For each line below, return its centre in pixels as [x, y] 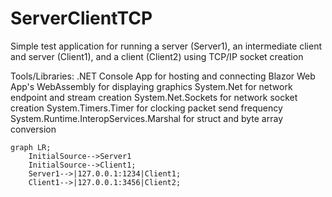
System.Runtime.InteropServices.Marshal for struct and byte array [146, 118]
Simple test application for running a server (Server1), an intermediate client [166, 46]
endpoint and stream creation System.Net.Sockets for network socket [154, 97]
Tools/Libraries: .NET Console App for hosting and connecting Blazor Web [163, 76]
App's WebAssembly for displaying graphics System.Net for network [151, 86]
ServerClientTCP [81, 18]
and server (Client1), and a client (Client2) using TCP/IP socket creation [157, 56]
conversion [33, 129]
